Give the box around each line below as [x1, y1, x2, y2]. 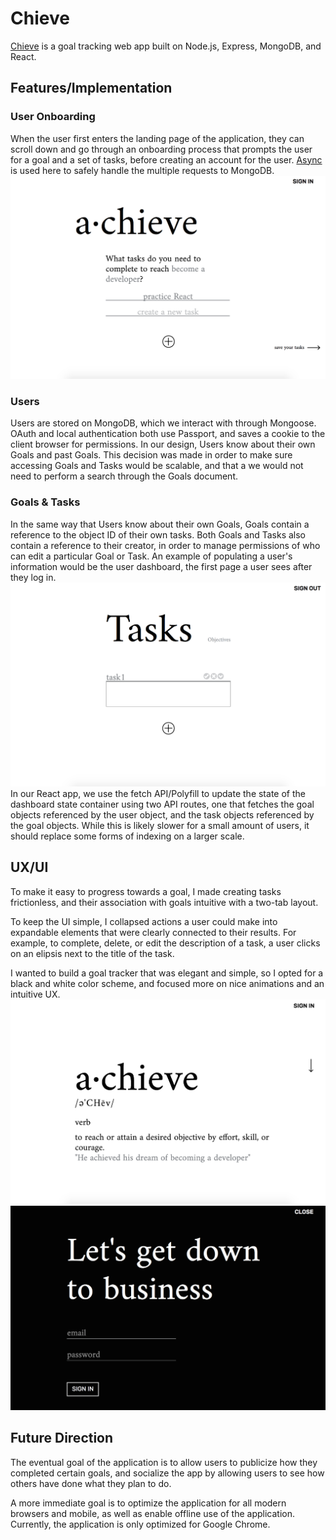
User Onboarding [10, 110, 96, 124]
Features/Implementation [10, 80, 173, 97]
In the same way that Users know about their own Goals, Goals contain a [10, 518, 310, 530]
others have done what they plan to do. [10, 1477, 172, 1489]
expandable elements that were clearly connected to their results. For [10, 926, 297, 938]
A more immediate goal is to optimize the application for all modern [10, 1497, 287, 1509]
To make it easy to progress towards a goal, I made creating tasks [10, 885, 282, 897]
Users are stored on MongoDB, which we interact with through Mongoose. [10, 417, 317, 429]
